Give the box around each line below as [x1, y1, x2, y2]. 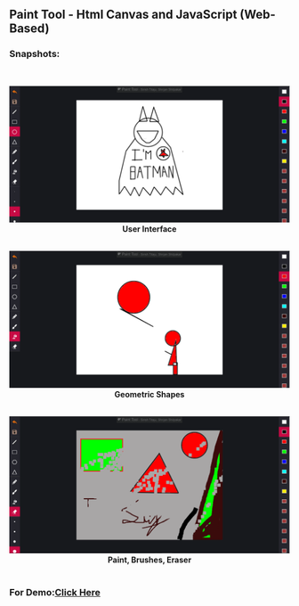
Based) [9, 21, 50, 37]
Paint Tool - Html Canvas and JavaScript [9, 7, 238, 22]
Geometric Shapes [114, 389, 185, 399]
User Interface [122, 223, 177, 234]
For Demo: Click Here [9, 586, 101, 599]
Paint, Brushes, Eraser [107, 554, 192, 565]
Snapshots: [9, 48, 61, 61]
